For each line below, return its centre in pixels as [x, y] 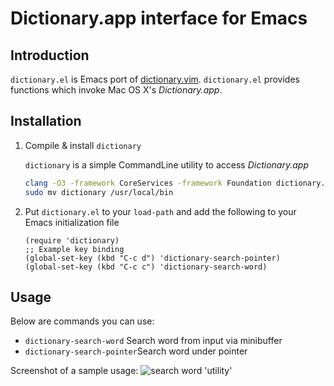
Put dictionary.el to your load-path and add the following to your [160, 211]
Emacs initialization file [72, 222]
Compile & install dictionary [83, 145]
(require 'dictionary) [72, 240]
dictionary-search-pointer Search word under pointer [136, 351]
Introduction [50, 55]
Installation [46, 121]
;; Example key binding [74, 249]
